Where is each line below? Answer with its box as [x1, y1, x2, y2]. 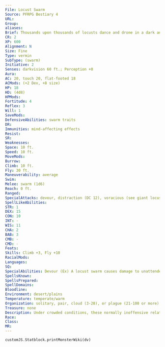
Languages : [5, 260, 27, 265]
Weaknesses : [5, 140, 29, 146]
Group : [5, 21, 19, 26]
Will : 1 [5, 108, 21, 114]
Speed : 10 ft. [5, 150, 34, 154]
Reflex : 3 [5, 104, 26, 109]
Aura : [5, 72, 16, 77]
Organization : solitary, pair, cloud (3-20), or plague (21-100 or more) [5, 301, 160, 306]
